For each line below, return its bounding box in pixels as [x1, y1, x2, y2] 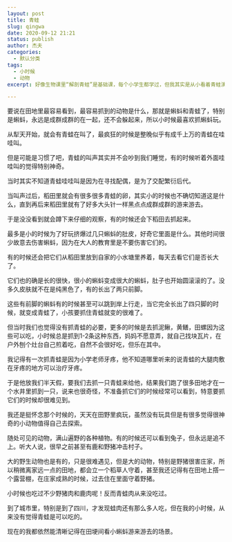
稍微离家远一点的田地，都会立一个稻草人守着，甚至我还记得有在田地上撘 [12, 466, 219, 474]
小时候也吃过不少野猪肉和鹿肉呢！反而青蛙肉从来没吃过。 [7, 489, 171, 498]
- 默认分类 [13, 55, 41, 62]
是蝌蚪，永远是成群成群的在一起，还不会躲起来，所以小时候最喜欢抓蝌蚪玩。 [7, 116, 225, 124]
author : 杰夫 [7, 42, 43, 49]
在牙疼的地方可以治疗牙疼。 [7, 364, 86, 372]
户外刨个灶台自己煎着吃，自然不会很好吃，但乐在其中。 [7, 341, 164, 349]
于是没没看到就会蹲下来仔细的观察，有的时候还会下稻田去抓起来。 [7, 215, 195, 224]
